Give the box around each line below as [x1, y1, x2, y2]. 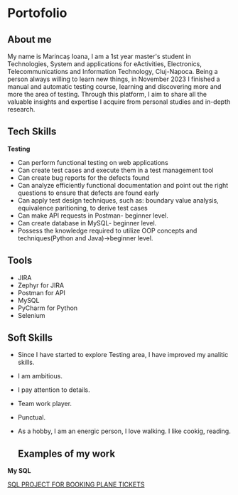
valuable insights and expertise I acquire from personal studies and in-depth [7, 97, 231, 106]
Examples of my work [17, 447, 116, 459]
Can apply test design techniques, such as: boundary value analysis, [17, 196, 219, 204]
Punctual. [17, 413, 46, 422]
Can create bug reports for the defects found [17, 173, 150, 182]
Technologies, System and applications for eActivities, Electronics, [7, 60, 202, 68]
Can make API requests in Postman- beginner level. [17, 211, 169, 220]
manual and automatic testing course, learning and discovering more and [7, 82, 222, 90]
